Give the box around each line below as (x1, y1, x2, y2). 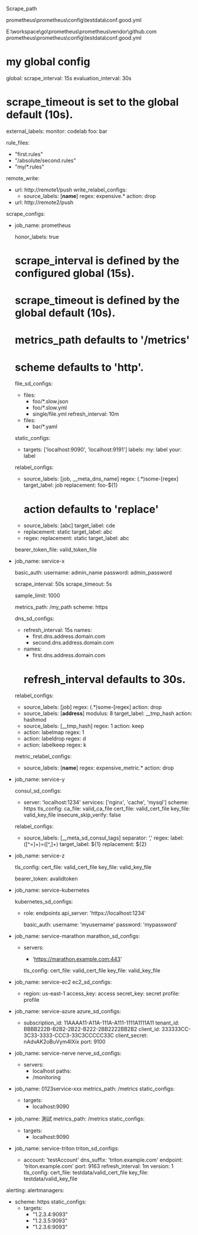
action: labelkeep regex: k (23, 741, 87, 749)
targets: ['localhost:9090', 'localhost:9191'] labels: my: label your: (23, 446, 182, 453)
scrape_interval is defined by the (14, 254, 180, 267)
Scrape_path (6, 5, 37, 12)
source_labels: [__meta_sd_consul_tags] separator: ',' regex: (23, 834, 170, 841)
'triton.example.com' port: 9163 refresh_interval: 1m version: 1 (23, 1163, 174, 1170)
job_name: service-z (14, 852, 65, 859)
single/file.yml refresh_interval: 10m (32, 410, 119, 417)
